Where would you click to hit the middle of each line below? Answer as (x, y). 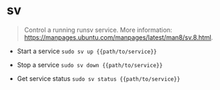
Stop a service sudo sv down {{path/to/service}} (90, 64)
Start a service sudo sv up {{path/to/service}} (87, 51)
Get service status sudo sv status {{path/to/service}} (98, 78)
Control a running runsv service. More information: (98, 30)
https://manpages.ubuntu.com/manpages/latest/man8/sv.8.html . (119, 37)
